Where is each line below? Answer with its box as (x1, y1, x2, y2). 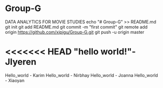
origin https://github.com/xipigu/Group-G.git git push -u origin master (5, 29, 145, 35)
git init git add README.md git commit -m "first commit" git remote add (5, 24, 148, 29)
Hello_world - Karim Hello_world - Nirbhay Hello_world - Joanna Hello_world (5, 72, 158, 78)
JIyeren (5, 57, 36, 68)
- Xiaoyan (5, 77, 25, 83)
